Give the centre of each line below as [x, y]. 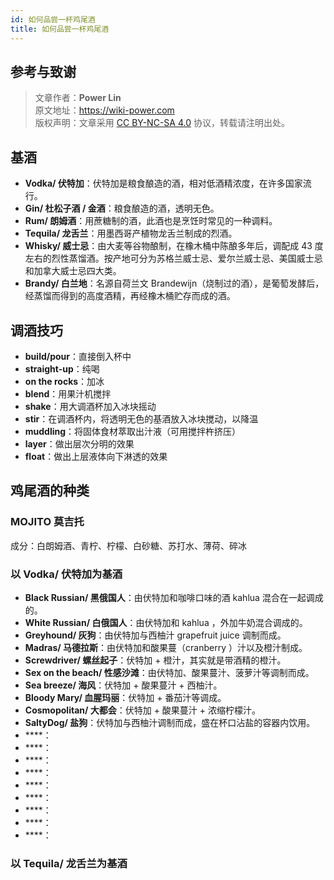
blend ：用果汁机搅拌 [68, 393]
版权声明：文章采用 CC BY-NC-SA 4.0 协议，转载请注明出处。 [162, 123]
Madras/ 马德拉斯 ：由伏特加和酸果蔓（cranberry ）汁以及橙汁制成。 [166, 647]
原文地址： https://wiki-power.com [104, 110]
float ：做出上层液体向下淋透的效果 [96, 456]
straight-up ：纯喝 [62, 368]
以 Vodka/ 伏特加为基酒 [66, 574]
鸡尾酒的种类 [50, 491]
